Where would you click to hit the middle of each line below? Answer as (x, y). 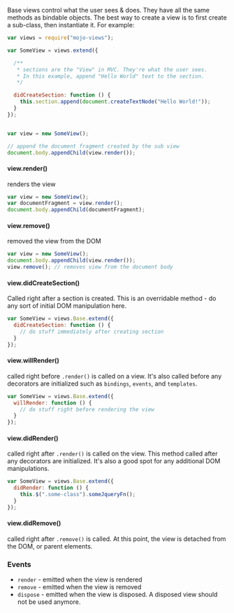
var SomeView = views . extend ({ (53, 50)
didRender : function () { (51, 488)
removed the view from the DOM (54, 241)
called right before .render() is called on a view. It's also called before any (115, 376)
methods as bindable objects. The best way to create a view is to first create (117, 17)
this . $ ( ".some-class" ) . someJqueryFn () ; (78, 495)
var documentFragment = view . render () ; (65, 203)
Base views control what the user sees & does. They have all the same (108, 10)
